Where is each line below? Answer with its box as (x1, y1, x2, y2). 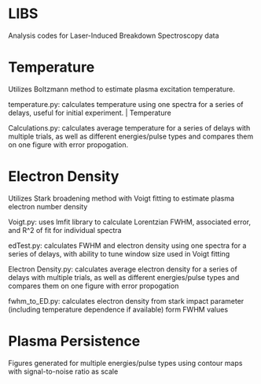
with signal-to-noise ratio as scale (8, 367, 119, 376)
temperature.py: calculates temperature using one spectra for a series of (8, 99, 244, 109)
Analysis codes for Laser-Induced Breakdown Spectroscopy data (8, 31, 219, 40)
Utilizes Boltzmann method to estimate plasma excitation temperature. (8, 84, 236, 94)
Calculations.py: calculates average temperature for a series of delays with (8, 123, 251, 132)
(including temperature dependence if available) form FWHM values (8, 305, 229, 314)
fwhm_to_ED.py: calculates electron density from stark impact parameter (8, 296, 244, 305)
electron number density (8, 201, 88, 211)
